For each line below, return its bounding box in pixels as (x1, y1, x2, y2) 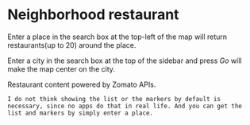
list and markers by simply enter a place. (7, 109, 154, 117)
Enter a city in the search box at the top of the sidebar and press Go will (7, 56, 242, 65)
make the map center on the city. (7, 64, 116, 73)
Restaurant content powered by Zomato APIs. (7, 80, 156, 89)
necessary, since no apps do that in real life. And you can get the (7, 102, 243, 110)
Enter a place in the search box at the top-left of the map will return (7, 32, 228, 41)
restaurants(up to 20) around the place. (7, 40, 137, 49)
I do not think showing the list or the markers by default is (7, 95, 221, 103)
